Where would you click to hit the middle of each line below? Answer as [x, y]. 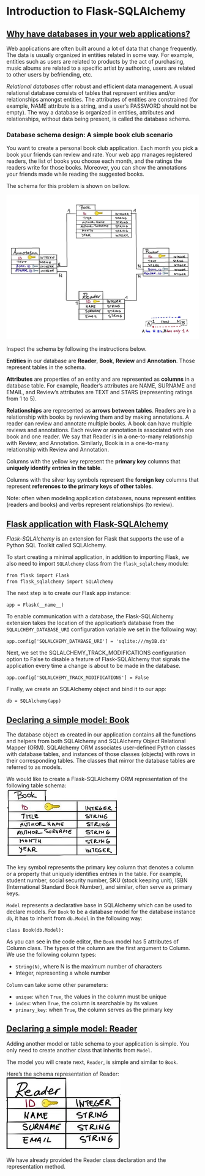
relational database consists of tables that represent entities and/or [91, 93]
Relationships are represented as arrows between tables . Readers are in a [101, 411]
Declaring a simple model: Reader [72, 1029]
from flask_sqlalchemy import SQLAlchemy [60, 582]
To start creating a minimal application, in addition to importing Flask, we [98, 557]
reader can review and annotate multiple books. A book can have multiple [99, 424]
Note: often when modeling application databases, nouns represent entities [101, 498]
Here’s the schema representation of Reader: [63, 1074]
